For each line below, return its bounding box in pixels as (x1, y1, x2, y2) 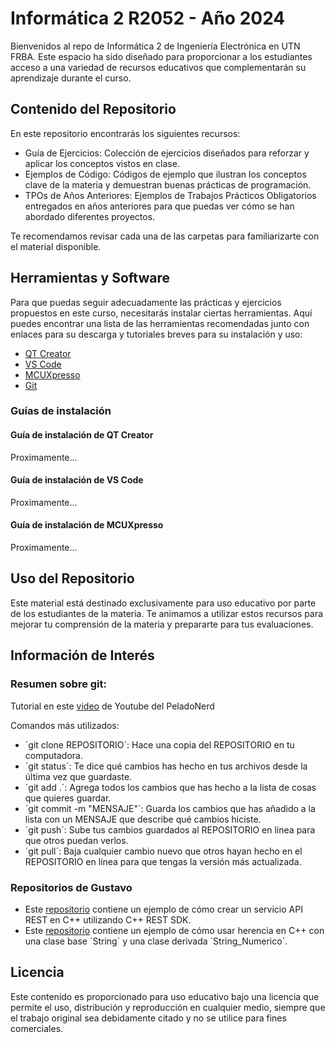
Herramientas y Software (10, 270, 170, 287)
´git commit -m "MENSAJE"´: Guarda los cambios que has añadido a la (24, 802, 316, 814)
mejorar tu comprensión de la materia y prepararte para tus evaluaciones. (10, 618, 314, 630)
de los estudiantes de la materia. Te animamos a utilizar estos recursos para (10, 607, 324, 619)
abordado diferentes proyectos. (24, 210, 156, 222)
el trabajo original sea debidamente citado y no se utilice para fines (10, 1012, 287, 1024)
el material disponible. (10, 240, 102, 252)
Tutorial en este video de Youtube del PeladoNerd (10, 700, 215, 712)
